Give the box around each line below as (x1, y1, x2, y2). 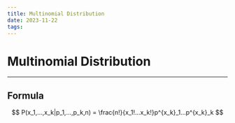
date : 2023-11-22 (7, 17, 58, 24)
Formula (7, 89, 44, 101)
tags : (7, 23, 23, 30)
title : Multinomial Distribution (7, 10, 105, 17)
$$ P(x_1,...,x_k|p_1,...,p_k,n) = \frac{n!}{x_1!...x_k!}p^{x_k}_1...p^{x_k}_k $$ (11, 108, 224, 117)
